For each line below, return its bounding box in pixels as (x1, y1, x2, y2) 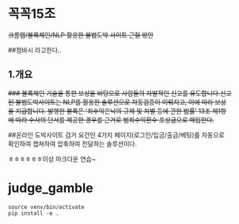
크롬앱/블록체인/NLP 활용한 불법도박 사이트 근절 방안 (8, 31, 154, 39)
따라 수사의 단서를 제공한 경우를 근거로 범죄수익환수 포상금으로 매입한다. (15, 115, 215, 124)
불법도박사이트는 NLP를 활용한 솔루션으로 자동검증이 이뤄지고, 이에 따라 (15, 97, 213, 106)
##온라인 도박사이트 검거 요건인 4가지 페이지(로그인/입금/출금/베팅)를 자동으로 (8, 130, 225, 139)
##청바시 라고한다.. (8, 46, 62, 54)
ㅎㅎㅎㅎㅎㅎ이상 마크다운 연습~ (8, 154, 96, 163)
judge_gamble (8, 180, 94, 196)
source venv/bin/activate (8, 203, 84, 210)
